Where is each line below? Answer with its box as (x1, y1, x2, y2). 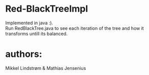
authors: (5, 49, 42, 60)
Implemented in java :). (5, 20, 54, 26)
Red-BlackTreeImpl (5, 3, 88, 15)
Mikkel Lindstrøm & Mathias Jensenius (5, 65, 86, 71)
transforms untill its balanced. (5, 30, 68, 36)
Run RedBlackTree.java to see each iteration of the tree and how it (5, 25, 144, 31)
